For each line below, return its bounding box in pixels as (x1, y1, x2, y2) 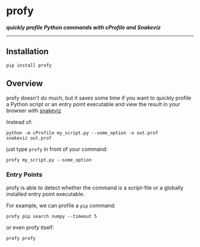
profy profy (6, 235, 36, 241)
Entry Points (6, 170, 43, 179)
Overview (6, 78, 43, 88)
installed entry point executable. (6, 190, 85, 197)
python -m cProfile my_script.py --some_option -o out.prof (6, 129, 159, 136)
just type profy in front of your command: (6, 145, 108, 153)
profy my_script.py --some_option (6, 157, 92, 163)
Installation (6, 46, 49, 57)
